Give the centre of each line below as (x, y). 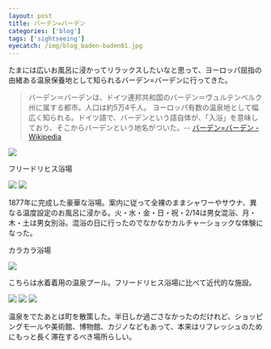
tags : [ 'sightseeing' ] (47, 38)
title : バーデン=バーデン (47, 23)
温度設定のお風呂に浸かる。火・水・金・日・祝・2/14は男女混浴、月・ (140, 213)
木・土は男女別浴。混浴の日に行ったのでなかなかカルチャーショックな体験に (136, 223)
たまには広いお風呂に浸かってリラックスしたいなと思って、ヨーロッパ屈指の (135, 70)
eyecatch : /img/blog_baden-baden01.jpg (76, 46)
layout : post (30, 16)
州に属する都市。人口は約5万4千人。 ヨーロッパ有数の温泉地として (140, 108)
